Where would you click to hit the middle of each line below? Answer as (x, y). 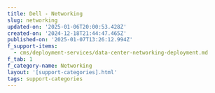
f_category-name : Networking (50, 66)
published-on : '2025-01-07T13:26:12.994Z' (70, 40)
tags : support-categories (45, 79)
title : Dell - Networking (45, 14)
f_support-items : (33, 46)
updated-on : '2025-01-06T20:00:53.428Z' (67, 27)
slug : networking (33, 20)
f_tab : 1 (20, 59)
